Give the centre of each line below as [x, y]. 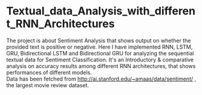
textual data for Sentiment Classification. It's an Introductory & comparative [100, 60]
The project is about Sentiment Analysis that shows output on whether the [99, 40]
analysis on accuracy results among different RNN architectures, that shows [101, 66]
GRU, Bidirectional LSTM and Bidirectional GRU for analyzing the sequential [100, 53]
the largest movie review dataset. [48, 85]
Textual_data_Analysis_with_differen [101, 11]
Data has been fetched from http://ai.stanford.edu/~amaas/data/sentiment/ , [101, 79]
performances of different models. [49, 72]
